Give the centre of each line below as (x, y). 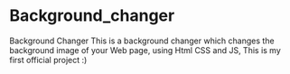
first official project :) (48, 60)
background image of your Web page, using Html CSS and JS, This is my (145, 50)
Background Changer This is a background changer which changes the (142, 41)
